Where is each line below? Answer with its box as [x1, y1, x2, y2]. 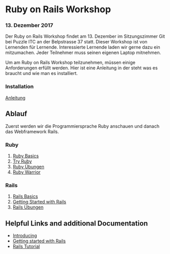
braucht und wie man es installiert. [5, 70, 78, 77]
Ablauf [5, 110, 28, 118]
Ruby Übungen [12, 163, 44, 169]
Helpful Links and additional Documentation [5, 219, 148, 227]
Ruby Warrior [12, 169, 41, 175]
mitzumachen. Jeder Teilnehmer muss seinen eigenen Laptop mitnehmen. [5, 49, 161, 56]
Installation [5, 83, 34, 90]
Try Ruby [12, 158, 32, 164]
